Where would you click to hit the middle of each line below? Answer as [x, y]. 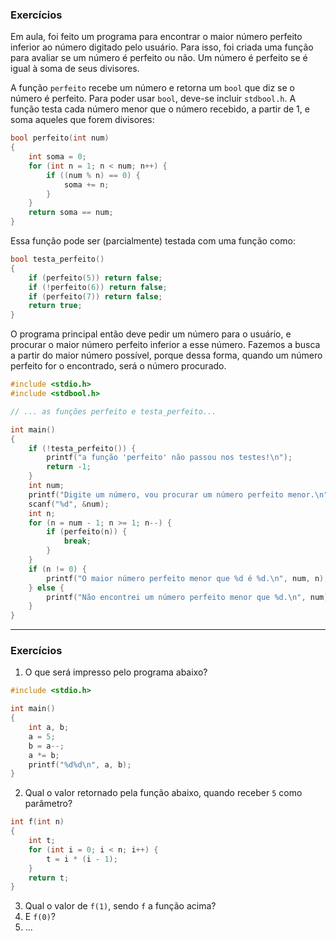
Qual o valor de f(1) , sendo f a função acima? [120, 906]
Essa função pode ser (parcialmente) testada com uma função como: [153, 241]
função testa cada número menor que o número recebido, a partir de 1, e [160, 109]
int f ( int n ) [37, 822]
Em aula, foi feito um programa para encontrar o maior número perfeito [156, 37]
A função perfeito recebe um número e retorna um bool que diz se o [152, 88]
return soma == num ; [71, 213]
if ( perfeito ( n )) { [87, 532]
